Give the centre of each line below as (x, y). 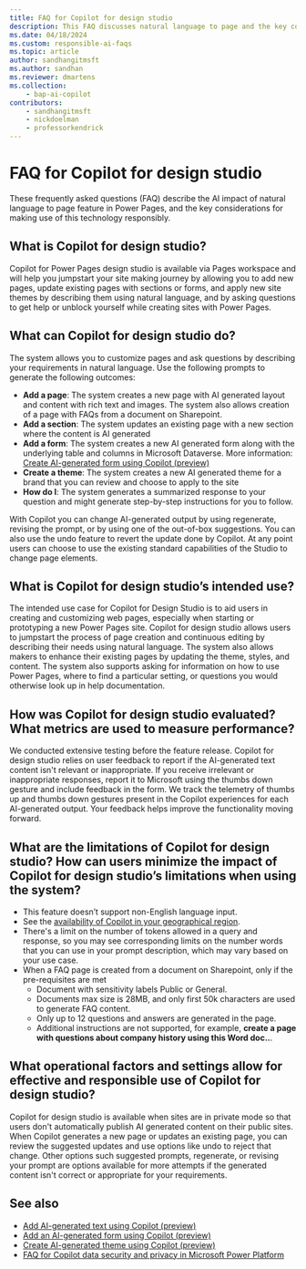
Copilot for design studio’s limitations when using (153, 876)
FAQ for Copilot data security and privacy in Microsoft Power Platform (153, 1254)
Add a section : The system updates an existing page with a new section (158, 424)
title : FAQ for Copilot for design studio (91, 18)
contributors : (36, 103)
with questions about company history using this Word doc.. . (154, 1037)
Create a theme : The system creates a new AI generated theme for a (152, 472)
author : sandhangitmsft (55, 60)
